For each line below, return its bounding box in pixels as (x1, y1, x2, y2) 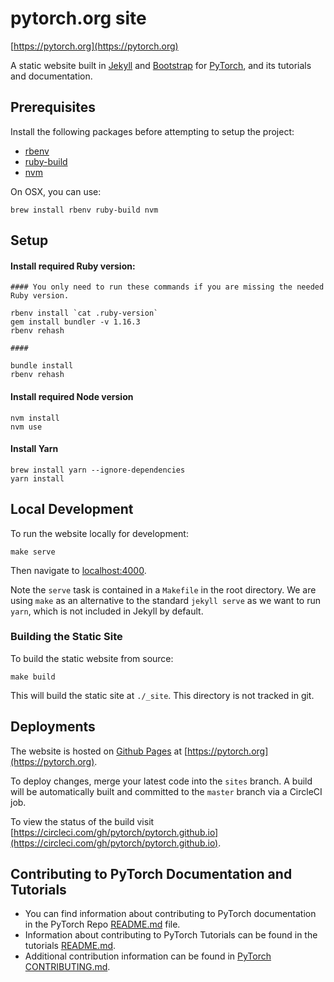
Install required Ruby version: (10, 260, 136, 272)
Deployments (10, 718, 96, 736)
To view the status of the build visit (10, 815, 155, 827)
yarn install (10, 473, 65, 484)
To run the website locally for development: (10, 527, 189, 539)
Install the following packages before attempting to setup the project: (10, 125, 295, 137)
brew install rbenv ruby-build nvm (10, 205, 159, 215)
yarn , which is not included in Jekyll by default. (10, 605, 204, 617)
